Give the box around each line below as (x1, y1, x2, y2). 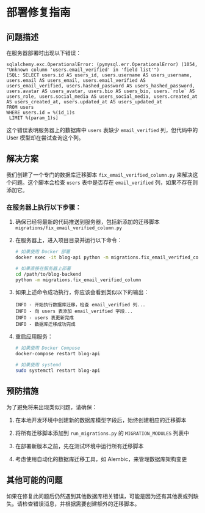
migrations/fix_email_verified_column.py (15, 225, 122, 231)
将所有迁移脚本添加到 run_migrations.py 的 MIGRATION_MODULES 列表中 (15, 429, 189, 437)
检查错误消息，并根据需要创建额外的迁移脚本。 (22, 500, 140, 507)
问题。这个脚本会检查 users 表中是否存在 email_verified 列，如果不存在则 (11, 179, 198, 186)
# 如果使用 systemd (15, 362, 61, 368)
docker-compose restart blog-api (15, 351, 101, 357)
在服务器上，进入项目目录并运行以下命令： (15, 237, 123, 244)
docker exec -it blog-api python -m (15, 254, 109, 260)
